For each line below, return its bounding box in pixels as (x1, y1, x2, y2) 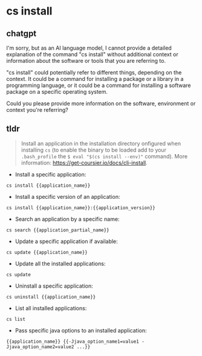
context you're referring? (6, 106, 68, 113)
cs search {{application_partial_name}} (6, 227, 110, 233)
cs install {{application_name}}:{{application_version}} (6, 204, 155, 211)
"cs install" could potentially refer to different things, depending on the (6, 69, 182, 76)
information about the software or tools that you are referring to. (6, 57, 166, 64)
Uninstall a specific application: (15, 282, 94, 290)
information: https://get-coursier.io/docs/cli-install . (21, 159, 148, 166)
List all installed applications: (15, 304, 87, 312)
